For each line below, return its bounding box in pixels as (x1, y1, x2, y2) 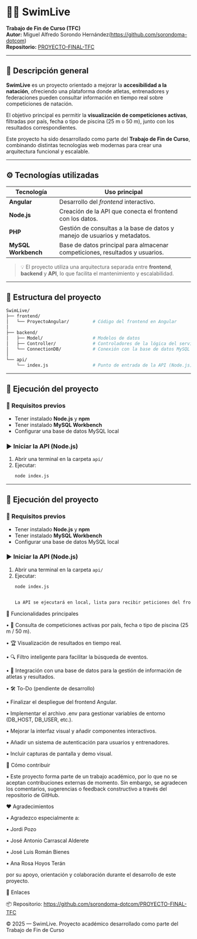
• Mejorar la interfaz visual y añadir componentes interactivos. (6, 727, 157, 734)
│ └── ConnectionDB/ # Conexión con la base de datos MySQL (6, 346, 191, 352)
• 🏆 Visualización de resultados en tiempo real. (6, 639, 122, 646)
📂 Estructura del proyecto (6, 292, 101, 302)
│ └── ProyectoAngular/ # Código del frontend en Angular (6, 319, 177, 325)
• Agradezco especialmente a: (6, 814, 80, 821)
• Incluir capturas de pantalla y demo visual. (6, 750, 113, 757)
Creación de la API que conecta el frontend (59, 207, 178, 215)
